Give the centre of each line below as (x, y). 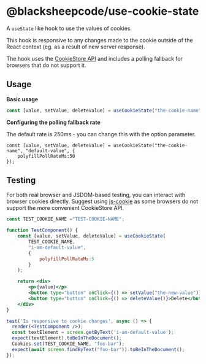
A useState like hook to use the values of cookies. (69, 28)
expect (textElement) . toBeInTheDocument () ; (67, 338)
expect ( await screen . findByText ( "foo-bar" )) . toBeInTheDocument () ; (98, 349)
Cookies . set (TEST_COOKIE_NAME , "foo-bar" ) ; (68, 344)
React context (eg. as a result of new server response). (76, 47)
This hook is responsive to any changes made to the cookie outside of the (100, 40)
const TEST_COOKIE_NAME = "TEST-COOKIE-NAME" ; (65, 219)
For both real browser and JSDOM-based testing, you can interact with (96, 195)
